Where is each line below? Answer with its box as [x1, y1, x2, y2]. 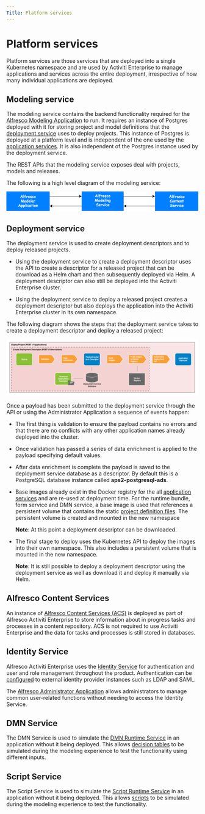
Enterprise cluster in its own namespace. [15, 309, 118, 316]
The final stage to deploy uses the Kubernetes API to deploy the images [15, 538, 196, 545]
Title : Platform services [6, 10, 72, 16]
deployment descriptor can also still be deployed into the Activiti [15, 278, 177, 285]
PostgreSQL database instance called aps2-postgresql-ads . [15, 476, 168, 483]
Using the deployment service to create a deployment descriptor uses [15, 258, 192, 265]
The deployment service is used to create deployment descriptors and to [6, 240, 190, 247]
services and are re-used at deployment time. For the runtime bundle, [15, 494, 190, 502]
